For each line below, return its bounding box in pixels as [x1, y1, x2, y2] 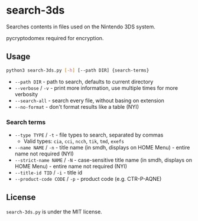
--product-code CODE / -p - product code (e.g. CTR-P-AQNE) [14, 175, 162, 182]
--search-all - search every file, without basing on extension [14, 97, 164, 104]
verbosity [14, 90, 38, 97]
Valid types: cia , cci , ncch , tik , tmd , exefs [23, 137, 124, 145]
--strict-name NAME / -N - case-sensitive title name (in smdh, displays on [14, 156, 193, 163]
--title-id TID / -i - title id [14, 169, 83, 176]
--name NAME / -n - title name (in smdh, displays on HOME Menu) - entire [14, 144, 190, 151]
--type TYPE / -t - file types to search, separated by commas [14, 131, 164, 138]
